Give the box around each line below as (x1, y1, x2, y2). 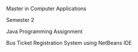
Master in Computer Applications (6, 5, 87, 12)
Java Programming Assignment (6, 28, 83, 35)
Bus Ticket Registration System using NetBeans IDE (6, 40, 132, 46)
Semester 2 (6, 17, 34, 23)
